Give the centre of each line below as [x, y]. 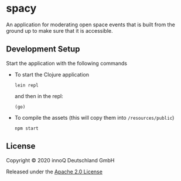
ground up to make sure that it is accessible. [59, 30]
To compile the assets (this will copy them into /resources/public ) [94, 117]
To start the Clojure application [52, 74]
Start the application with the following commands [67, 63]
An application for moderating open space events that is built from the [91, 25]
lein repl [27, 85]
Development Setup [43, 49]
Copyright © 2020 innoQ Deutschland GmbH [60, 160]
